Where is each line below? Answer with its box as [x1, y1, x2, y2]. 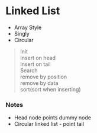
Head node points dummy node [14, 114, 91, 121]
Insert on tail [20, 61, 51, 68]
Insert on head [20, 54, 56, 61]
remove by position [20, 73, 67, 80]
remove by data [20, 79, 59, 87]
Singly [14, 30, 30, 37]
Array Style [14, 24, 42, 31]
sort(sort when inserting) [20, 85, 81, 93]
